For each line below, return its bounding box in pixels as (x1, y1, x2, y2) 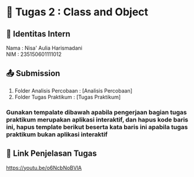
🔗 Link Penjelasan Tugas (6, 149, 97, 159)
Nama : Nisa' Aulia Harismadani (6, 44, 82, 51)
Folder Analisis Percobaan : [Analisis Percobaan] (14, 87, 133, 94)
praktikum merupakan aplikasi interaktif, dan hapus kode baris (6, 115, 189, 123)
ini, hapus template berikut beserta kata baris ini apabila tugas (6, 123, 188, 131)
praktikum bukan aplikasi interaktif (6, 130, 108, 138)
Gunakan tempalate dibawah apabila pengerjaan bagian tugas (6, 108, 187, 116)
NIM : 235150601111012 (6, 51, 62, 58)
